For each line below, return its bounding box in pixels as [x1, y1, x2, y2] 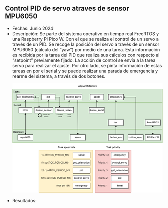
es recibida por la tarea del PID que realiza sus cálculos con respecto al [12, 52, 160, 58]
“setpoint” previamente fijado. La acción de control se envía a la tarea [12, 57, 156, 63]
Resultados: [12, 197, 37, 203]
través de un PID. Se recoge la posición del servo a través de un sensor [12, 41, 160, 47]
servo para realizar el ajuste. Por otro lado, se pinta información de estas [12, 62, 162, 68]
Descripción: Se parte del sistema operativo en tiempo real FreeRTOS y [12, 30, 159, 37]
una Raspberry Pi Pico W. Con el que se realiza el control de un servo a [12, 36, 159, 42]
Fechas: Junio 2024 [12, 25, 54, 31]
